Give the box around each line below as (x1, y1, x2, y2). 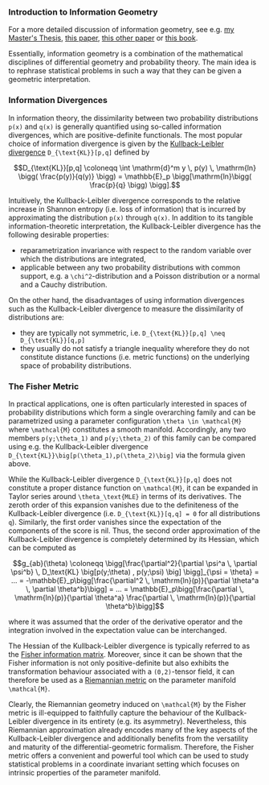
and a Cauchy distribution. (19, 279, 108, 289)
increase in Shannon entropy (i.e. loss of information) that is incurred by (8, 204, 247, 213)
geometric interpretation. (8, 75, 91, 85)
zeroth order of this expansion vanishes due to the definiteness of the (8, 500, 239, 510)
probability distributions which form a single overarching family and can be (8, 407, 256, 417)
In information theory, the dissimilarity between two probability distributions (8, 113, 259, 122)
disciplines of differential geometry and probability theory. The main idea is (8, 57, 257, 67)
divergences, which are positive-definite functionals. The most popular (8, 130, 243, 139)
